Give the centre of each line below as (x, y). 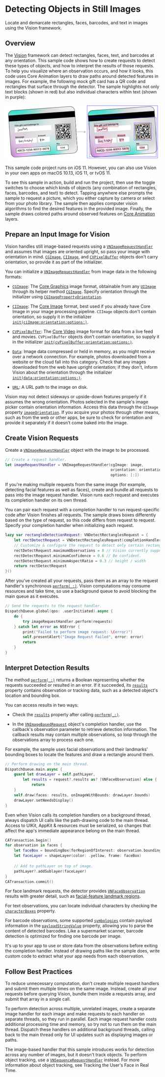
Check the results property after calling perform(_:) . (66, 714)
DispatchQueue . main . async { (34, 769)
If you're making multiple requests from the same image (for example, (76, 485)
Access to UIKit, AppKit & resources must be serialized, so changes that (78, 825)
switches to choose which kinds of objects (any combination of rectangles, (81, 188)
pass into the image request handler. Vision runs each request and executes (82, 495)
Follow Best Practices (39, 972)
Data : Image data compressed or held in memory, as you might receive (84, 351)
